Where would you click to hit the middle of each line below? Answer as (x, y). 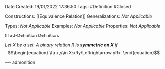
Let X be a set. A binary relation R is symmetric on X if (62, 45)
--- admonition (20, 62)
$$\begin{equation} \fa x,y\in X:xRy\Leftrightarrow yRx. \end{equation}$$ (84, 52)
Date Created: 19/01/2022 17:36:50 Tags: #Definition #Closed (68, 7)
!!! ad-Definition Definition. (32, 35)
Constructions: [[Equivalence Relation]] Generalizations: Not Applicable (79, 16)
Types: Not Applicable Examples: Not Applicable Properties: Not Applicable (83, 26)
